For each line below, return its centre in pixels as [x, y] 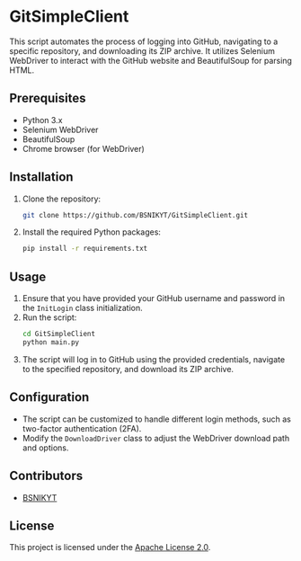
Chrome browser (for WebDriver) [84, 148]
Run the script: [49, 317]
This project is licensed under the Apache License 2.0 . [110, 548]
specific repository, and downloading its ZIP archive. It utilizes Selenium [142, 50]
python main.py [51, 343]
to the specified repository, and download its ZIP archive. [128, 369]
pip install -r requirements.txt [85, 249]
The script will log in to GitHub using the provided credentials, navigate [154, 359]
